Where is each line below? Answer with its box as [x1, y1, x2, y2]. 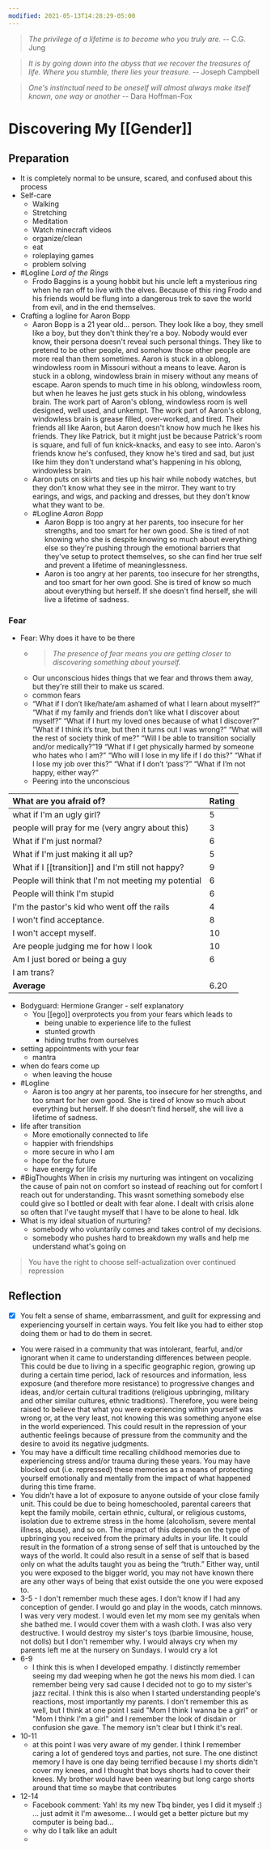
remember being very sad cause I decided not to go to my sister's [32, 1679, 252, 1689]
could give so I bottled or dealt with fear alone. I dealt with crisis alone [19, 1199, 255, 1208]
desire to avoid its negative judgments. [19, 1438, 150, 1449]
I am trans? [12, 966, 55, 978]
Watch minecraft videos [32, 224, 112, 235]
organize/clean [32, 233, 83, 243]
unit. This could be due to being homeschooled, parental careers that [19, 1499, 251, 1508]
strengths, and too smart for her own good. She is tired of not [44, 525, 249, 535]
